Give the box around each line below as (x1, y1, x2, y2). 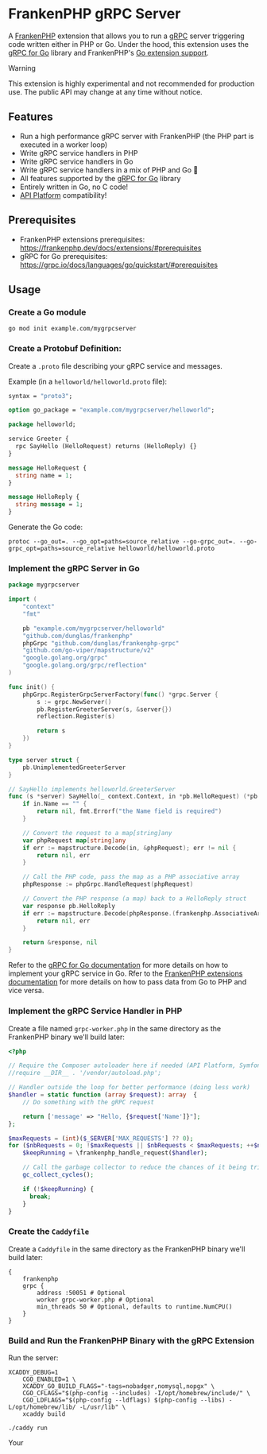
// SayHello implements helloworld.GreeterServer (8, 785, 176, 793)
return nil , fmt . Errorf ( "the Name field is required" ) (37, 807, 222, 815)
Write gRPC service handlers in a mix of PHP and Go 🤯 (19, 164, 199, 175)
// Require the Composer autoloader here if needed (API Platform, (8, 1061, 237, 1069)
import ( (8, 595, 37, 604)
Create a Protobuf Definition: (8, 343, 122, 354)
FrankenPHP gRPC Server (8, 5, 181, 23)
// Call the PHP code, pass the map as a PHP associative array (22, 873, 240, 881)
